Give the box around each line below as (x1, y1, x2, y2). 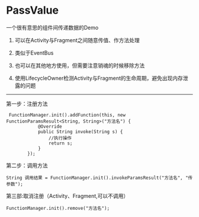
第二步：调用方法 (6, 162, 48, 169)
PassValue (6, 4, 59, 17)
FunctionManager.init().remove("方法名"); (6, 205, 110, 211)
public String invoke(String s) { (37, 128, 123, 134)
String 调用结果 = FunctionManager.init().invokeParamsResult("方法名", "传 (6, 175, 193, 181)
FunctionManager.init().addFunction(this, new (8, 112, 126, 118)
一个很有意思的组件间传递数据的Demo (6, 24, 99, 31)
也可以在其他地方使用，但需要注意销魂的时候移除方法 (14, 62, 145, 69)
